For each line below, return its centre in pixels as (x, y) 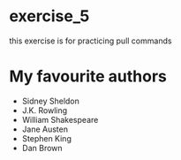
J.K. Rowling (45, 110)
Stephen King (47, 138)
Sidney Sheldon (50, 101)
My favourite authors (88, 76)
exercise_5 (49, 16)
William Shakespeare (60, 119)
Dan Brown (42, 148)
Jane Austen (45, 129)
